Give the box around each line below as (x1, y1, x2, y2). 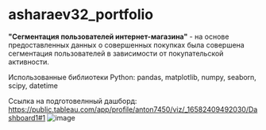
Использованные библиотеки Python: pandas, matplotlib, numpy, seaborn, (8, 72, 256, 82)
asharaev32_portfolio (8, 6, 154, 24)
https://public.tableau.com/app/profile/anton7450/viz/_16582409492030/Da (8, 105, 258, 114)
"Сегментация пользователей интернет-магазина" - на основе (8, 32, 229, 41)
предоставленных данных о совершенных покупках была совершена (8, 40, 245, 49)
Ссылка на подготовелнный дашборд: (8, 96, 137, 105)
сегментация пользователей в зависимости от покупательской (8, 48, 224, 58)
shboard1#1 (8, 113, 46, 122)
